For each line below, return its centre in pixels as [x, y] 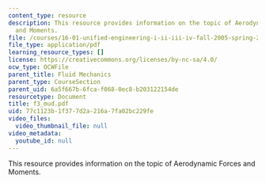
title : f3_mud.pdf [38, 104]
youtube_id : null [44, 141]
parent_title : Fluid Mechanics [60, 74]
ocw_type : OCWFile [38, 67]
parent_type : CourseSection [55, 82]
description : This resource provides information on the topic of [120, 23]
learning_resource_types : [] [56, 52]
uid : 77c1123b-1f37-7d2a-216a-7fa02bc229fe [81, 112]
